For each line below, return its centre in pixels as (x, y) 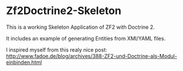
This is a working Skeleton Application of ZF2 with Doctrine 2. (80, 27)
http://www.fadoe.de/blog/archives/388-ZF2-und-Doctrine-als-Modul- (91, 56)
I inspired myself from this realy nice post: (56, 50)
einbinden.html (24, 62)
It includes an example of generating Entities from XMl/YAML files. (86, 38)
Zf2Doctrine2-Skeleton (64, 11)
